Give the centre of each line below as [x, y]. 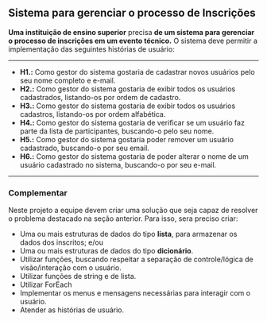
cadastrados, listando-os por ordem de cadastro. [100, 97]
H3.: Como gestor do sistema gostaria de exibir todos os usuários [128, 106]
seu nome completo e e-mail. [68, 80]
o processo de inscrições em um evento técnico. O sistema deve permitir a [133, 41]
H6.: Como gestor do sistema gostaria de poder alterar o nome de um [134, 156]
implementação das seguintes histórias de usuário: [91, 49]
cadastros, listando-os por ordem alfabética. [93, 114]
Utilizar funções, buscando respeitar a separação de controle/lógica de [137, 259]
